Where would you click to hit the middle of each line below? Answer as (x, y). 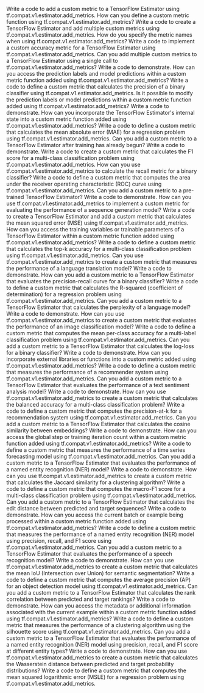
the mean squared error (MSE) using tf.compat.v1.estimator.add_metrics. (97, 223)
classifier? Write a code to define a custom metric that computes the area (98, 177)
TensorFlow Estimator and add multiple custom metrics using (83, 28)
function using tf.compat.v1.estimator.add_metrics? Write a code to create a (101, 22)
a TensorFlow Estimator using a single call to (62, 61)
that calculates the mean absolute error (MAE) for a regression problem (96, 132)
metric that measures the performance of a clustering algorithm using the (98, 625)
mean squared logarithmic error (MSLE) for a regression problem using (95, 677)
